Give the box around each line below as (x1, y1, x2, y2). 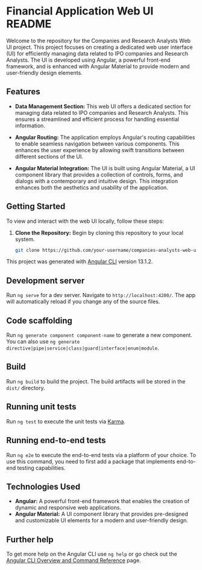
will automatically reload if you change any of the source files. (6, 298, 160, 306)
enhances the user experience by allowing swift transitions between (14, 146, 185, 153)
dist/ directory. (6, 384, 45, 391)
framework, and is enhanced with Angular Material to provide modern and (6, 62, 190, 70)
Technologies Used (6, 481, 80, 492)
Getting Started (6, 201, 66, 212)
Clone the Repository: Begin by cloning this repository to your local (14, 229, 184, 236)
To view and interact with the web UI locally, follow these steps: (6, 217, 164, 225)
